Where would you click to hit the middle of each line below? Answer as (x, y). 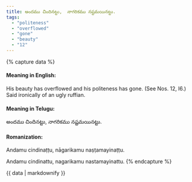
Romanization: (25, 137)
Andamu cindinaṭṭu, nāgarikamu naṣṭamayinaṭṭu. (65, 150)
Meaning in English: (31, 76)
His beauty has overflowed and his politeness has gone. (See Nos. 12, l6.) (96, 89)
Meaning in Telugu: (31, 108)
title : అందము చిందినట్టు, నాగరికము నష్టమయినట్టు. (61, 12)
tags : (13, 17)
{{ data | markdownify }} (36, 173)
